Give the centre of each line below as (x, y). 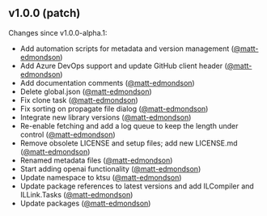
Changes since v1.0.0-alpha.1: (58, 32)
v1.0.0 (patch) (44, 13)
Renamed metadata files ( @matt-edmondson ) (96, 160)
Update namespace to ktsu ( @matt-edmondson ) (101, 177)
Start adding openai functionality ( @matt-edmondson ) (110, 168)
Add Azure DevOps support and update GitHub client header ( (124, 66)
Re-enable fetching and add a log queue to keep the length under (129, 125)
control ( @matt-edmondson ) (68, 134)
